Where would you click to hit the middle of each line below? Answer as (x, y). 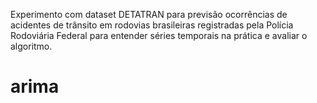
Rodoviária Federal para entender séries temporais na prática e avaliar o (159, 35)
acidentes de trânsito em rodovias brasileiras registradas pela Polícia (152, 25)
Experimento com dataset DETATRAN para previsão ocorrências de (149, 14)
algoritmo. (31, 46)
